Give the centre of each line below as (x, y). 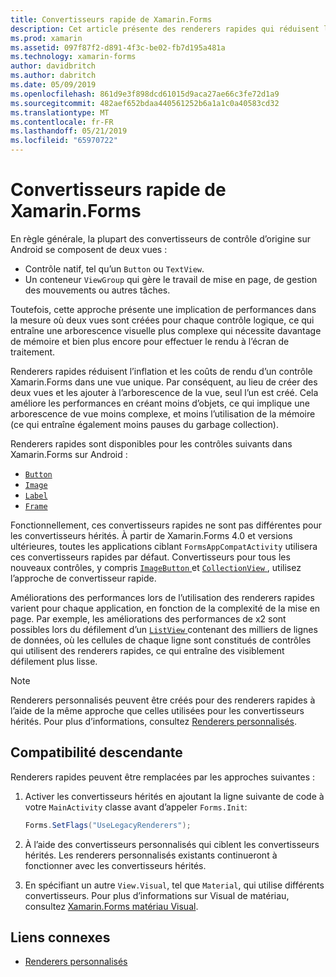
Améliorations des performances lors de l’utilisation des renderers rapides (162, 597)
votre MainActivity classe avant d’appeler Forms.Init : (136, 807)
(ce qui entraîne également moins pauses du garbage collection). (144, 424)
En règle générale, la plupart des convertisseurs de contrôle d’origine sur (160, 238)
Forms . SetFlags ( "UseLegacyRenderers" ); (108, 825)
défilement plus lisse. (54, 661)
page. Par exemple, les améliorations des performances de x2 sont (148, 618)
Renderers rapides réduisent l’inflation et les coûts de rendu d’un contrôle (161, 371)
